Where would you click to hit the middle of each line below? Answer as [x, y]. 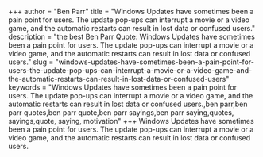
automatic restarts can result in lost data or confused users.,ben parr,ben [128, 104]
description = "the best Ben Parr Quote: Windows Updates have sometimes [132, 36]
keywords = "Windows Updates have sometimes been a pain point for [122, 87]
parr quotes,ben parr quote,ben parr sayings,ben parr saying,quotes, [121, 113]
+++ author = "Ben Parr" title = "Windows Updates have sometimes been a [131, 11]
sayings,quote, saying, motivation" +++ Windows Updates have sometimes [131, 121]
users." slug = [31, 62]
